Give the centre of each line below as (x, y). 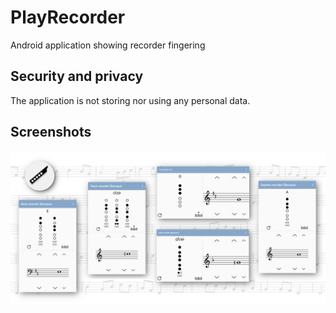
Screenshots (51, 132)
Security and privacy (77, 76)
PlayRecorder (68, 17)
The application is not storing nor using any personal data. (130, 100)
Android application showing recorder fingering (108, 45)
